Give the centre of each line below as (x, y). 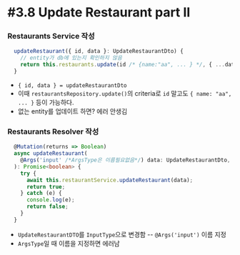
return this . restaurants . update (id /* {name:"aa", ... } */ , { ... (122, 65)
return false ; (47, 207)
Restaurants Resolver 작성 (53, 131)
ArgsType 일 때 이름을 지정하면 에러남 (69, 243)
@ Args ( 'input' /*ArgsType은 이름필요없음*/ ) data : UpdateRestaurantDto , (125, 160)
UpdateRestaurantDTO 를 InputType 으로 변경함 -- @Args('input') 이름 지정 (122, 234)
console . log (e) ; (50, 200)
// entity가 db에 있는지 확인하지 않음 (71, 58)
